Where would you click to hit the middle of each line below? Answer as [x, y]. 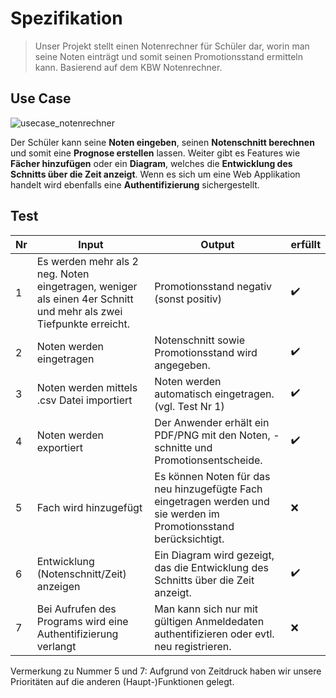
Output [217, 244]
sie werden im [187, 514]
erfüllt [305, 244]
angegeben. [182, 365]
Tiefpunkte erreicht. [83, 324]
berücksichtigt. [189, 539]
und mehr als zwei [79, 311]
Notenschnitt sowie [199, 340]
